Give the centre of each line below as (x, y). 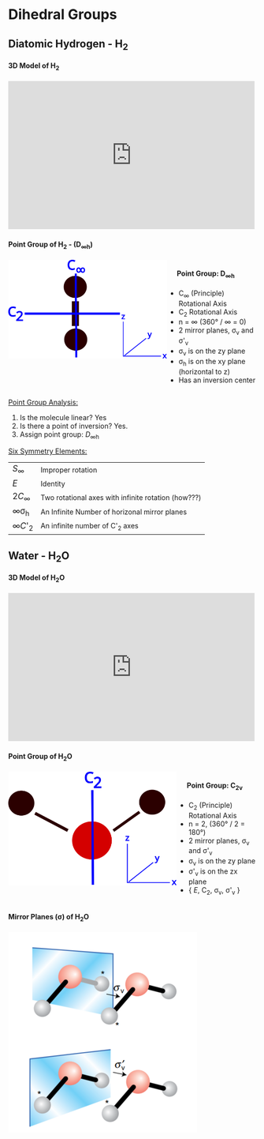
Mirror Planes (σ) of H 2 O (48, 918)
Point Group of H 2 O (40, 757)
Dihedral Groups (63, 15)
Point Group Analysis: (43, 402)
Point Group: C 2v (214, 786)
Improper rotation (69, 470)
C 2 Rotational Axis (208, 312)
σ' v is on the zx (213, 872)
